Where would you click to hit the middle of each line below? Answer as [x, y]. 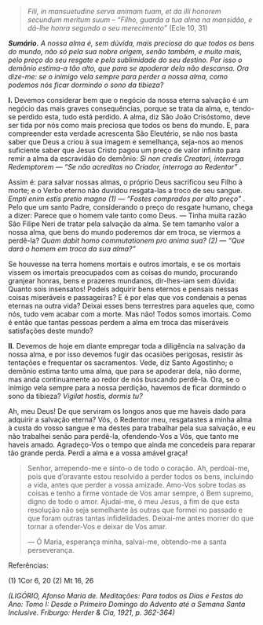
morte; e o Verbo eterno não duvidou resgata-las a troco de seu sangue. [126, 190]
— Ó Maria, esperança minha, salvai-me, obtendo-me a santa [127, 542]
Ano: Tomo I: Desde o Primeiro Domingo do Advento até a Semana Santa [127, 604]
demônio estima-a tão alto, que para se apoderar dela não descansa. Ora [129, 68]
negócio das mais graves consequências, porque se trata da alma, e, [119, 108]
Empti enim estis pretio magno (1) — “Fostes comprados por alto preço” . [127, 199]
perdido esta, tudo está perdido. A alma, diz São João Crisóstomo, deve [134, 117]
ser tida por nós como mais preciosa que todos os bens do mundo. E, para [129, 125]
